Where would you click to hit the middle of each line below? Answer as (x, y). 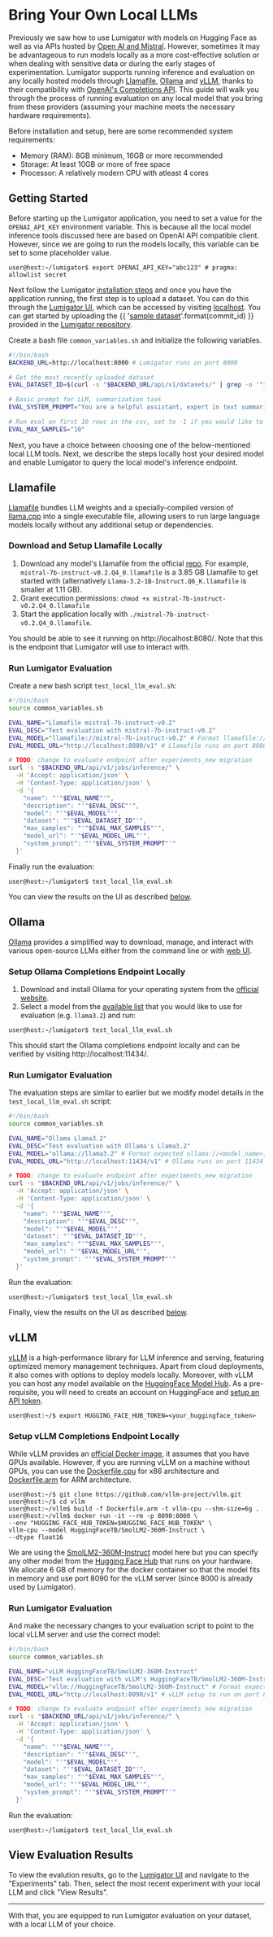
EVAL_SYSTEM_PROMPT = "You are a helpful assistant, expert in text (123, 407)
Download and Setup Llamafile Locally (85, 545)
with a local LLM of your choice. (62, 1924)
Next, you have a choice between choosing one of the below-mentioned (130, 444)
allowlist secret (38, 274)
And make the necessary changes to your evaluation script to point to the (131, 1626)
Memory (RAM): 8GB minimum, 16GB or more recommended (121, 155)
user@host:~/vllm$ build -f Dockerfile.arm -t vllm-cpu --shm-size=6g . (134, 1508)
